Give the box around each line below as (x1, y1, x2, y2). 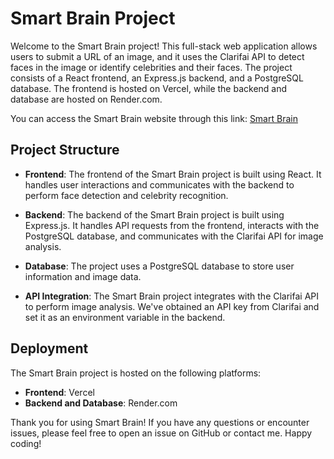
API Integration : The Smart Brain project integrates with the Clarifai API (24, 290, 320, 302)
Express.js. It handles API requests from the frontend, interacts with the (24, 219, 320, 231)
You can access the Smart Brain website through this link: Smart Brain (10, 112, 298, 124)
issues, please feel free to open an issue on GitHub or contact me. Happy (10, 427, 313, 439)
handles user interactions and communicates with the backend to (24, 178, 295, 191)
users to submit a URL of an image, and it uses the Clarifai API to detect (10, 50, 305, 62)
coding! (10, 437, 42, 449)
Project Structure (10, 142, 120, 159)
